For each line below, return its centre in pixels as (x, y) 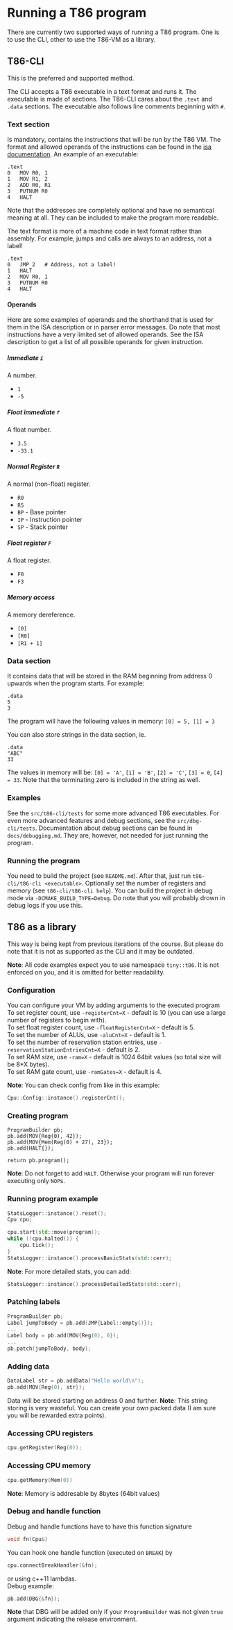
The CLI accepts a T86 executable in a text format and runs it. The (102, 91)
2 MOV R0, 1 (28, 277)
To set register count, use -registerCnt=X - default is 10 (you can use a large (116, 1013)
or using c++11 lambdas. (42, 1579)
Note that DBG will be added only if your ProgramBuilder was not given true (115, 1612)
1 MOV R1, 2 (28, 179)
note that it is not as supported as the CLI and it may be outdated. (101, 951)
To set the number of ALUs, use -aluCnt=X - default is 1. (87, 1035)
